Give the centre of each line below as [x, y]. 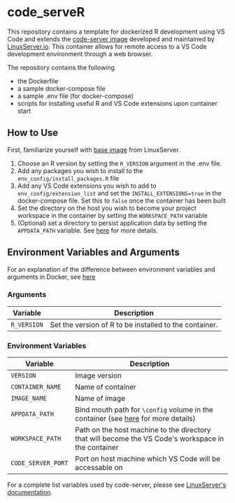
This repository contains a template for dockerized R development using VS [116, 32]
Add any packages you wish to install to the [80, 171]
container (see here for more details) [135, 419]
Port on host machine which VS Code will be [148, 459]
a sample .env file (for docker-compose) [76, 96]
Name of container [105, 387]
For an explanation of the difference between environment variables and [111, 269]
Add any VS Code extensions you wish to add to [87, 186]
